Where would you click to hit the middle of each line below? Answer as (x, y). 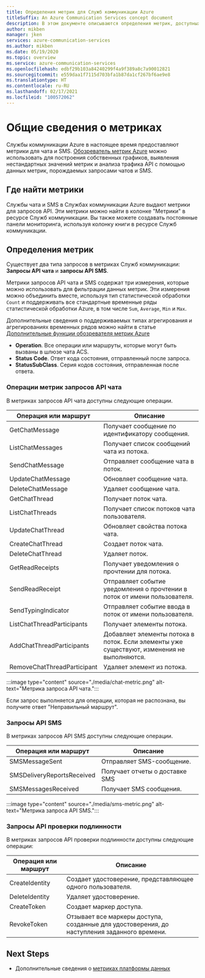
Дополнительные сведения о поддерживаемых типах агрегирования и (99, 320)
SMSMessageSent (36, 761)
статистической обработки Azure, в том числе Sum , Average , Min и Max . (97, 309)
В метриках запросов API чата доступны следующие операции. (90, 401)
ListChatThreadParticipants (49, 624)
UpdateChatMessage (40, 479)
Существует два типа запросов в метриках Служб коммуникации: (93, 264)
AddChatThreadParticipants (49, 645)
